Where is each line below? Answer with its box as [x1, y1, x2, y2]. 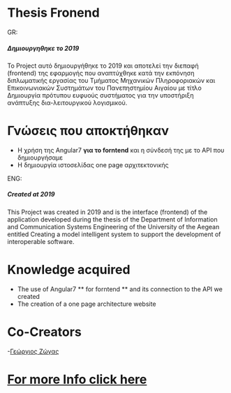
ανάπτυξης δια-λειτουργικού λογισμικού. [7, 98, 128, 107]
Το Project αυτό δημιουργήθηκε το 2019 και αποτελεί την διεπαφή [7, 61, 199, 70]
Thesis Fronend [7, 5, 100, 21]
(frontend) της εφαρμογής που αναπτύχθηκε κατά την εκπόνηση [7, 68, 195, 77]
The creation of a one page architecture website [17, 300, 156, 308]
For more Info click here [7, 371, 147, 387]
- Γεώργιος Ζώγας [7, 347, 59, 355]
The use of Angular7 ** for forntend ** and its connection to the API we [17, 284, 223, 293]
